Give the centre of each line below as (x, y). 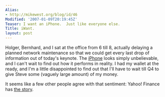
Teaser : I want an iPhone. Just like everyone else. (63, 24)
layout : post (19, 33)
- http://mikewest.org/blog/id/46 (42, 15)
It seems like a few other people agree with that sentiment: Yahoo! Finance (82, 84)
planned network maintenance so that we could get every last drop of (77, 53)
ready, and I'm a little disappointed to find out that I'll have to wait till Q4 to (82, 69)
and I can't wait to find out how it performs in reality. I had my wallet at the (82, 64)
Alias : (12, 10)
